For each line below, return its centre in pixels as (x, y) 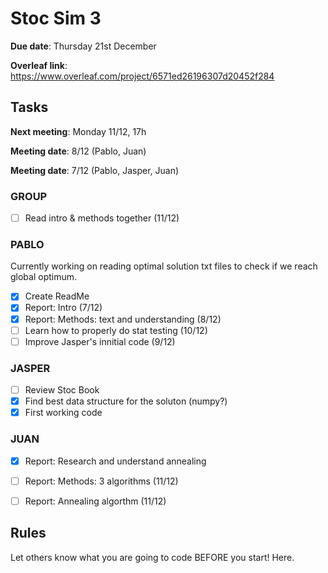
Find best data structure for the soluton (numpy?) (126, 401)
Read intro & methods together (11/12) (102, 218)
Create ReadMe (57, 296)
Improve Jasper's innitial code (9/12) (100, 341)
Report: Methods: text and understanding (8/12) (123, 319)
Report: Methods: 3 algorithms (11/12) (101, 481)
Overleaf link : (39, 65)
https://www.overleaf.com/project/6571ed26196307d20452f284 (142, 76)
